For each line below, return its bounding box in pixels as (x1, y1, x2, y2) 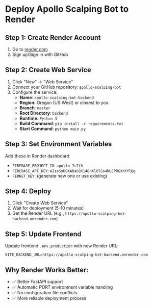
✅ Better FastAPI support (12, 279, 63, 285)
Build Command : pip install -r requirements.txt (19, 120, 124, 126)
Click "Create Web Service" (12, 200, 69, 206)
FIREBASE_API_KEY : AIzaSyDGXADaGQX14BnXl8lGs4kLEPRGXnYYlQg (12, 168, 136, 174)
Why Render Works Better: (5, 266, 89, 274)
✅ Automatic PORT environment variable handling (12, 284, 113, 290)
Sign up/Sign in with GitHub (12, 51, 68, 57)
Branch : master (19, 104, 51, 111)
